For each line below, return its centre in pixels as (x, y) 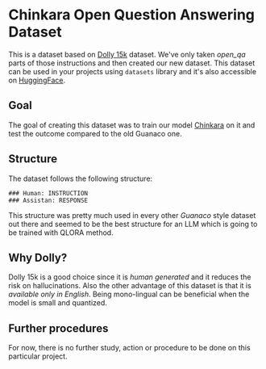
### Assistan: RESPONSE (48, 200)
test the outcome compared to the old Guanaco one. (96, 133)
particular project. (38, 356)
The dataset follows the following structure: (81, 178)
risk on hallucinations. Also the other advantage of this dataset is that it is (130, 286)
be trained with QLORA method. (61, 233)
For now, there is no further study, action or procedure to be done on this (130, 348)
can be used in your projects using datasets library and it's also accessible (132, 71)
